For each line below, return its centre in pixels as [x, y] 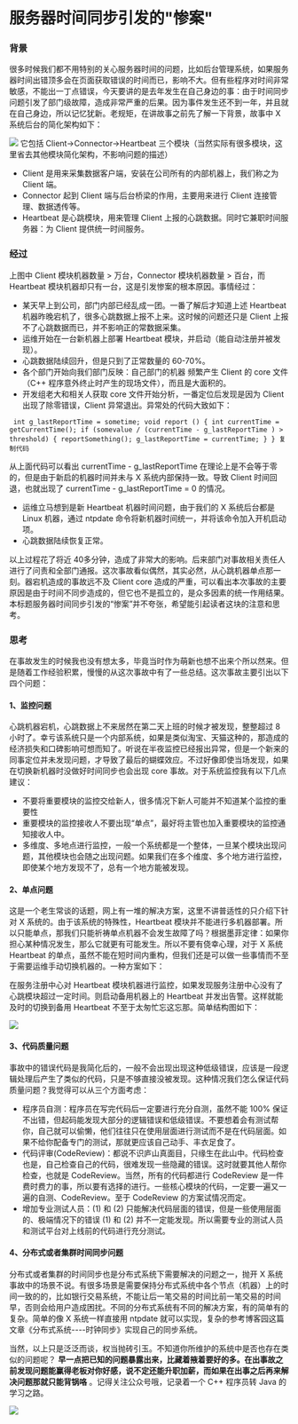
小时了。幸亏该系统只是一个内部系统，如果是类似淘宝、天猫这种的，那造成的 [149, 738]
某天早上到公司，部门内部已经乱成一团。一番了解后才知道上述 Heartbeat [154, 305]
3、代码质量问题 [39, 1046]
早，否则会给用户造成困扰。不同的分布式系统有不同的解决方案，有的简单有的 [149, 1307]
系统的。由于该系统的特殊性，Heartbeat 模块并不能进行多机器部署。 [151, 922]
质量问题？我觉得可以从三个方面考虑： [79, 1089]
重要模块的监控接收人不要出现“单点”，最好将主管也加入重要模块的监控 [150, 823]
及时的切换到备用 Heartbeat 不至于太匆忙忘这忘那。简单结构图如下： [134, 1008]
